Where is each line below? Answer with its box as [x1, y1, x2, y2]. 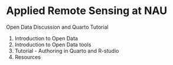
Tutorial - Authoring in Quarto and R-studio [14, 47, 119, 54]
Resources [14, 53, 41, 60]
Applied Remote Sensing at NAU [6, 4, 167, 18]
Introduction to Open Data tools [14, 41, 92, 48]
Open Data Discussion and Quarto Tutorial [6, 23, 109, 30]
